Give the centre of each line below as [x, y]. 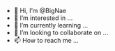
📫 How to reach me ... [46, 40]
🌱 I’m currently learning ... [51, 25]
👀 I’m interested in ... [43, 18]
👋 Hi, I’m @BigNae [40, 11]
